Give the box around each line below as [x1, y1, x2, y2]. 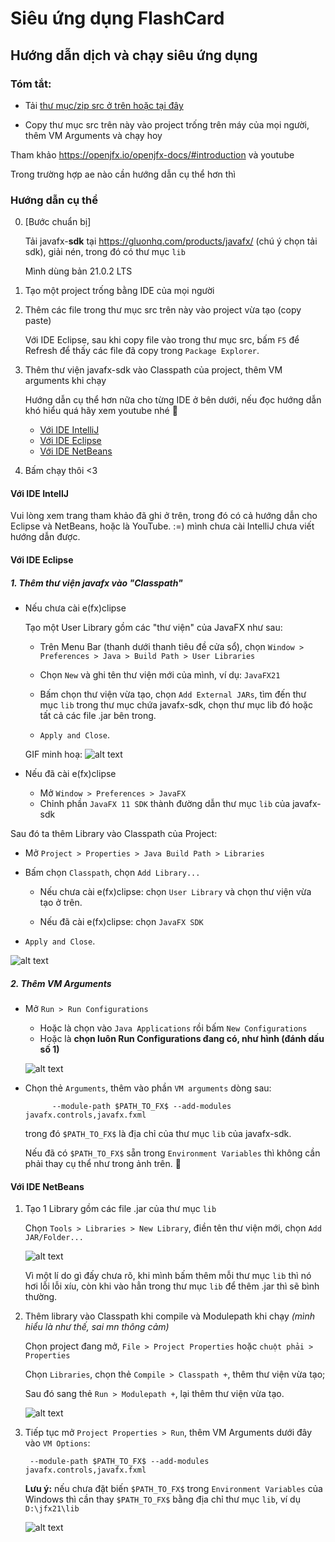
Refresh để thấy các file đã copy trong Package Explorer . [24, 345, 260, 357]
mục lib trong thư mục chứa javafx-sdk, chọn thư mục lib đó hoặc [39, 698, 313, 711]
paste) [24, 315, 52, 327]
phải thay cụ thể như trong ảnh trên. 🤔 [24, 1157, 182, 1169]
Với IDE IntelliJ [39, 424, 100, 436]
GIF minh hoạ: [24, 748, 83, 760]
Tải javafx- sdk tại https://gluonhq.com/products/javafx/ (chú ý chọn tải [24, 235, 318, 247]
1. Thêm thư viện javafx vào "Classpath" [10, 577, 183, 589]
